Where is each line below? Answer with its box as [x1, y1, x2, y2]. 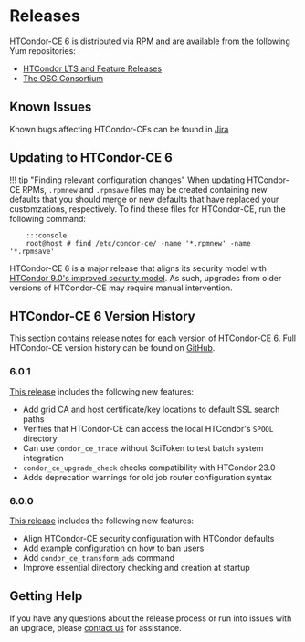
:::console [26, 230, 68, 240]
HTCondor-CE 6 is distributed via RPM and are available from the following [9, 36, 290, 47]
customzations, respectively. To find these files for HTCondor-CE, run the [9, 203, 286, 215]
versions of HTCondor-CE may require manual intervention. [9, 282, 233, 293]
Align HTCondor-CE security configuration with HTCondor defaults [22, 532, 275, 543]
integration [22, 452, 64, 463]
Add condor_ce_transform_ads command [22, 552, 175, 563]
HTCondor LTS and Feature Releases [22, 63, 163, 74]
